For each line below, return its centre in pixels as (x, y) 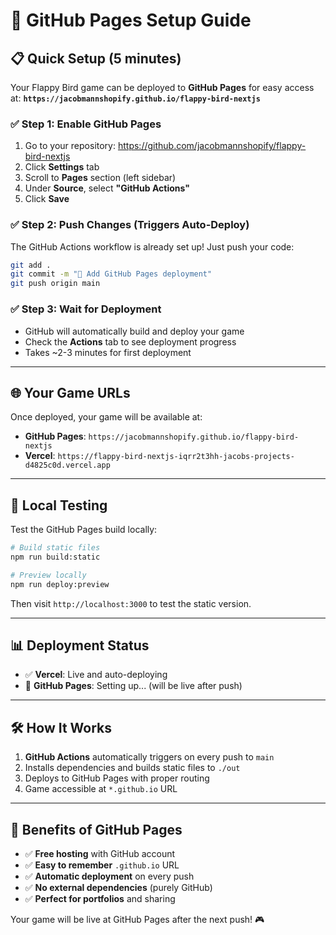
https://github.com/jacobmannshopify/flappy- (212, 146)
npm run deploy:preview (60, 584)
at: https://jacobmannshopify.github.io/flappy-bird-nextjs (135, 98)
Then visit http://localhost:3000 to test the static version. (131, 603)
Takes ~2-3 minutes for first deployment (108, 352)
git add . (31, 265)
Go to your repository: (70, 146)
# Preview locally (48, 575)
